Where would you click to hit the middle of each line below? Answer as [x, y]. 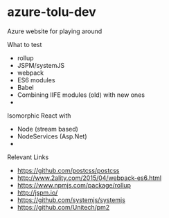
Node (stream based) [47, 129]
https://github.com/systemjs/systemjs [71, 200]
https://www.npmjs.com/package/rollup [74, 185]
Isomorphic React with [39, 116]
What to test [25, 44]
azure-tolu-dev [52, 12]
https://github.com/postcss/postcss [68, 170]
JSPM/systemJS [41, 65]
